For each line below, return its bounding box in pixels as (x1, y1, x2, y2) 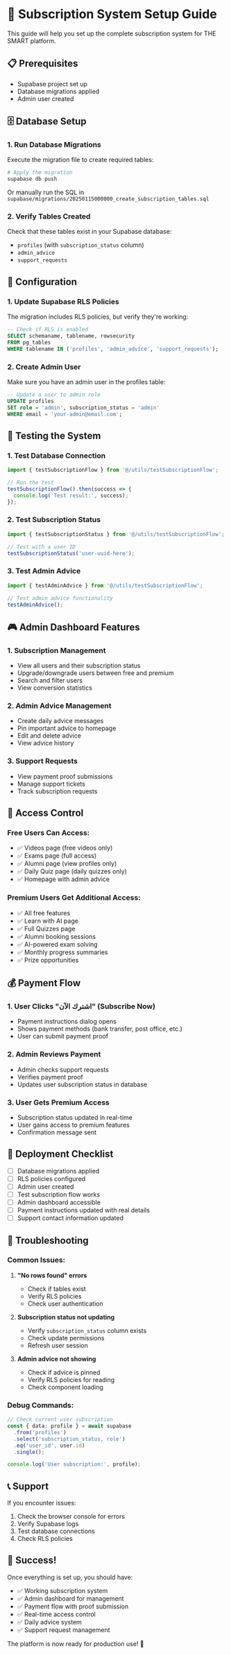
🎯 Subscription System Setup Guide (7, 6, 217, 22)
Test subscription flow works (17, 1190, 101, 1198)
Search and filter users (17, 676, 83, 685)
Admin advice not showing (17, 1354, 96, 1363)
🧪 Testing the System (7, 429, 101, 441)
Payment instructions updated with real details (17, 1206, 151, 1214)
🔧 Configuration (7, 276, 78, 287)
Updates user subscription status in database (17, 1080, 148, 1088)
